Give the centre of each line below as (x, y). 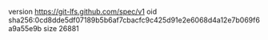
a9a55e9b (25, 28)
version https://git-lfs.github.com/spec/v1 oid (83, 12)
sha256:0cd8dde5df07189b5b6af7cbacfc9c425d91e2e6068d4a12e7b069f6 (134, 20)
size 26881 (62, 28)
